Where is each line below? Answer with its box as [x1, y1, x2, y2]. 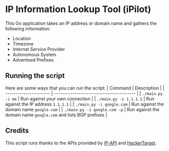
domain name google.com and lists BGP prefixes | [5, 112, 107, 118]
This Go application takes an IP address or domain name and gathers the [5, 20, 157, 26]
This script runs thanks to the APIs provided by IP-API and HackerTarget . [5, 140, 157, 146]
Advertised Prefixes [12, 57, 54, 63]
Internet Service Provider [12, 46, 65, 52]
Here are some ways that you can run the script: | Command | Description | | [5, 85, 164, 91]
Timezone [12, 40, 34, 46]
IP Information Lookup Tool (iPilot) [5, 4, 151, 15]
